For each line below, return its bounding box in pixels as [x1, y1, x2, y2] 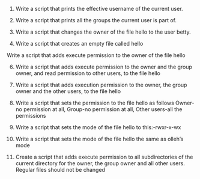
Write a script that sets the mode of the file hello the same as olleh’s [15, 135, 184, 142]
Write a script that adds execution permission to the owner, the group [15, 81, 187, 88]
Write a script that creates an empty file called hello [15, 40, 144, 47]
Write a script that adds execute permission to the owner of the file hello [7, 52, 186, 59]
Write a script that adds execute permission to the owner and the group [15, 63, 193, 70]
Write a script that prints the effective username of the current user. [15, 5, 183, 12]
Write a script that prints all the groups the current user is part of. [15, 17, 177, 23]
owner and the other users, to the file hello [15, 88, 121, 95]
